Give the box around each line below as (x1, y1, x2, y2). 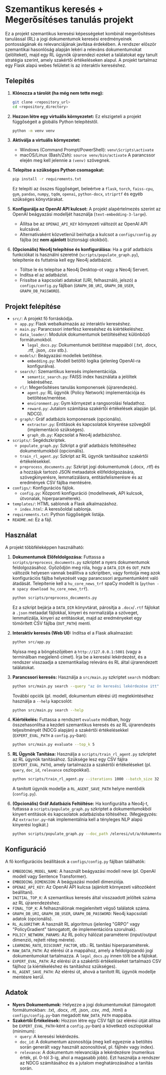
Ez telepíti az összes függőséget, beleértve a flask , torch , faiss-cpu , (12, 186, 154, 192)
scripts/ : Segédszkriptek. (12, 437, 66, 443)
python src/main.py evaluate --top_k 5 (12, 742, 95, 747)
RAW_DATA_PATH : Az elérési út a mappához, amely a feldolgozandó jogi (12, 947, 154, 953)
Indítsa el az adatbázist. (19, 272, 68, 278)
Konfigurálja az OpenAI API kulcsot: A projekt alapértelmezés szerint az (12, 206, 161, 212)
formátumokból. (19, 337, 53, 343)
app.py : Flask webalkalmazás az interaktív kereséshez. (19, 321, 131, 327)
